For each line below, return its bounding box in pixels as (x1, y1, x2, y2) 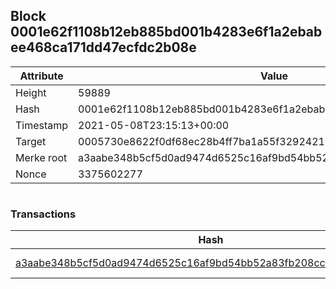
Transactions (10, 207, 77, 221)
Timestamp (15, 118, 69, 132)
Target (15, 134, 47, 148)
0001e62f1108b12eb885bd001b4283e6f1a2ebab (10, 24, 323, 41)
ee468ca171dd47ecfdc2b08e (10, 39, 197, 56)
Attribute (19, 69, 64, 83)
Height (15, 85, 47, 99)
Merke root (15, 150, 68, 164)
